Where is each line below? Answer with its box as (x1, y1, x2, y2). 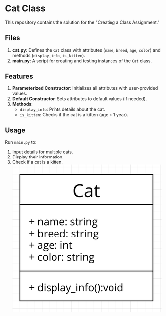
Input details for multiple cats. (12, 149, 73, 155)
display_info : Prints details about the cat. (19, 106, 105, 112)
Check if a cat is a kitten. (12, 159, 63, 165)
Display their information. (12, 154, 64, 160)
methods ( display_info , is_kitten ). (12, 52, 85, 58)
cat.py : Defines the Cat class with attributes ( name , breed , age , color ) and (12, 47, 161, 53)
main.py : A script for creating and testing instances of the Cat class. (12, 58, 152, 64)
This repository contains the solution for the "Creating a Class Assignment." (5, 19, 160, 25)
